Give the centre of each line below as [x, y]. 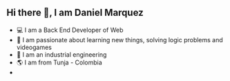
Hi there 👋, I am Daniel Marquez [75, 13]
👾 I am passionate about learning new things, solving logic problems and [120, 39]
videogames [34, 47]
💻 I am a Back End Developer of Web [70, 30]
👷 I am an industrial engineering [61, 54]
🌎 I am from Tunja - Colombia [59, 62]
